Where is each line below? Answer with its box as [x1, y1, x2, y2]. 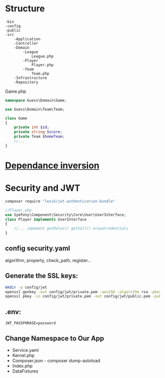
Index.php [12, 363, 33, 369]
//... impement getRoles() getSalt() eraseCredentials [14, 226, 129, 231]
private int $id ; [14, 125, 50, 130]
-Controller [14, 40, 38, 46]
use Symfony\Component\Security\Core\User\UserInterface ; [5, 212, 126, 217]
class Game [5, 115, 27, 121]
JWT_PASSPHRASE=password [5, 321, 56, 326]
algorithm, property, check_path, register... [5, 257, 92, 263]
